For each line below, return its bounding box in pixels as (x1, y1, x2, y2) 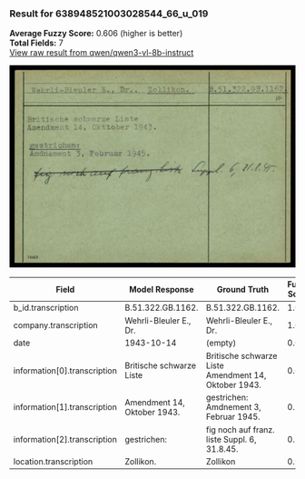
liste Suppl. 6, (205, 434, 257, 444)
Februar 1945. (205, 412, 261, 423)
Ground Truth (216, 284, 270, 294)
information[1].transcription (13, 402, 118, 413)
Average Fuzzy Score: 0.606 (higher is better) (9, 28, 183, 39)
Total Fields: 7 (9, 37, 64, 48)
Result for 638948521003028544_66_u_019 (9, 7, 209, 20)
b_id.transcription (13, 302, 79, 313)
